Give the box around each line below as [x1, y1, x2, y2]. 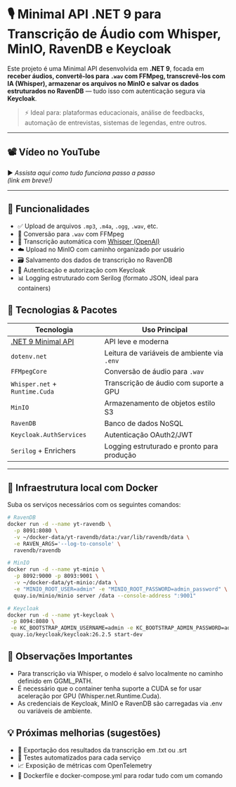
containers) [17, 284, 51, 292]
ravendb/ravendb [13, 547, 61, 554]
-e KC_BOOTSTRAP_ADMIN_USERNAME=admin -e [10, 624, 133, 631]
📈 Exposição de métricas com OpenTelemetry [17, 761, 152, 769]
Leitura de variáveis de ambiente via [104, 348, 223, 358]
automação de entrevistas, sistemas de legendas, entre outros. [24, 118, 207, 127]
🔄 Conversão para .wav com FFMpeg [17, 229, 124, 238]
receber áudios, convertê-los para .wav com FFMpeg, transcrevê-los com [7, 72, 226, 80]
